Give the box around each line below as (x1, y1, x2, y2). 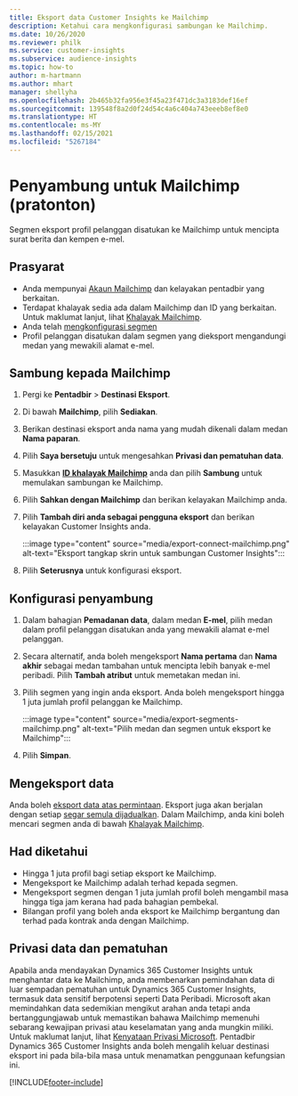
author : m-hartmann (9, 71, 82, 80)
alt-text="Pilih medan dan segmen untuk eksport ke (82, 724, 271, 734)
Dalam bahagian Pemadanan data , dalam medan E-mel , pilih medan (21, 615, 273, 626)
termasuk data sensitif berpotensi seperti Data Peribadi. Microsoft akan (9, 993, 271, 1003)
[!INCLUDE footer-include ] (9, 1076, 104, 1087)
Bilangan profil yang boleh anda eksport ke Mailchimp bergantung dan (21, 905, 280, 916)
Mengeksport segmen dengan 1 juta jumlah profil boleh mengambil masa (21, 887, 289, 897)
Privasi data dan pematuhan (9, 941, 169, 956)
